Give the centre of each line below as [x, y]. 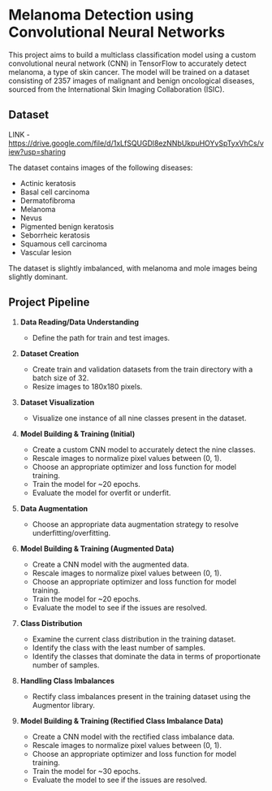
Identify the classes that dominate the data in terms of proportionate [147, 656]
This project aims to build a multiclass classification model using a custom [132, 54]
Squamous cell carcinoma [63, 243]
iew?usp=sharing [37, 151]
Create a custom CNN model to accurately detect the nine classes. [144, 450]
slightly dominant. [38, 276]
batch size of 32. [60, 378]
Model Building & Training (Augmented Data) [97, 548]
